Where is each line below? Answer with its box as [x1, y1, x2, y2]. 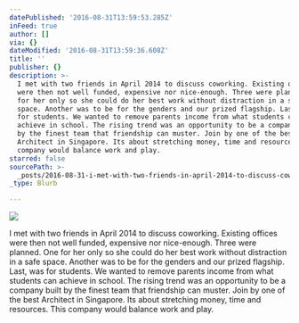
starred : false [9, 153, 66, 163]
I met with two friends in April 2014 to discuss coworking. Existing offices [9, 228, 278, 239]
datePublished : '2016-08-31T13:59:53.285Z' [9, 12, 174, 22]
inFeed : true [9, 21, 58, 30]
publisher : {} [9, 63, 62, 72]
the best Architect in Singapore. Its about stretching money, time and [9, 294, 262, 305]
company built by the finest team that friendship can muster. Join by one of [9, 285, 286, 295]
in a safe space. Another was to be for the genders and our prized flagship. [9, 256, 285, 268]
